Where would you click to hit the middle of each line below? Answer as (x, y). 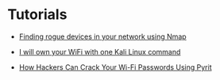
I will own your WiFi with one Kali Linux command (100, 51)
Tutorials (37, 15)
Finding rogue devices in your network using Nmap (103, 36)
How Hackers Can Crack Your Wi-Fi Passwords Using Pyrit (115, 67)
